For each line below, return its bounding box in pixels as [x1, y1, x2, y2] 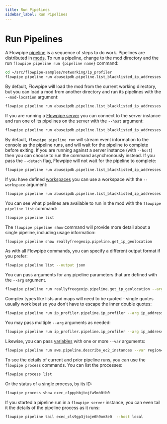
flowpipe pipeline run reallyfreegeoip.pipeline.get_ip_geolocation [5, 287, 150, 292]
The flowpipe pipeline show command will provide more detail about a [5, 224, 151, 230]
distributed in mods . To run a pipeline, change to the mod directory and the [5, 55, 159, 61]
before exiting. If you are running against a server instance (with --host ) [5, 147, 153, 153]
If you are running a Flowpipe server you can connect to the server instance [5, 113, 161, 119]
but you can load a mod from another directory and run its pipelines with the [5, 89, 162, 95]
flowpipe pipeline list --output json [5, 263, 85, 268]
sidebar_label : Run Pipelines [5, 12, 68, 17]
